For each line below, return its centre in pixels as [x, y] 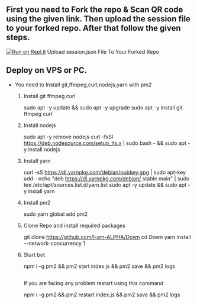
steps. [18, 38]
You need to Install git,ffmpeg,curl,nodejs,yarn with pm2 [83, 85]
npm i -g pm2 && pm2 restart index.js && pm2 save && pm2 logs [102, 295]
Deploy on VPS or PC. [47, 70]
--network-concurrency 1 [54, 243]
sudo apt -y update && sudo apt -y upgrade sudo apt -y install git [103, 107]
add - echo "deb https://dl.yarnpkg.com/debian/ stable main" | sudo [106, 178]
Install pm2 [37, 202]
